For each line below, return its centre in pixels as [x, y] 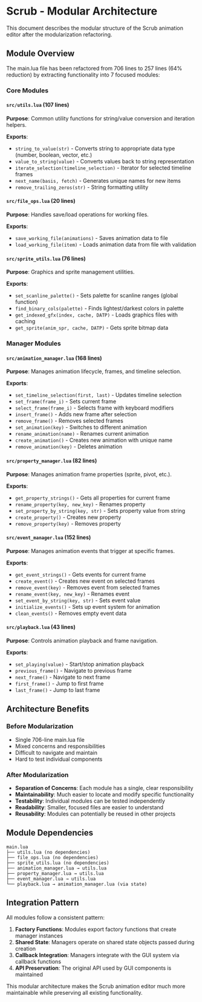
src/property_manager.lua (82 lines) [52, 461]
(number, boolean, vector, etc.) [54, 155]
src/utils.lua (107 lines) [38, 105]
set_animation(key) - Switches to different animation [81, 427]
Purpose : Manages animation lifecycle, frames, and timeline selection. [94, 371]
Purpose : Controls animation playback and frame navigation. [82, 641]
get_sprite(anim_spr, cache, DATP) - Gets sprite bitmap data [92, 328]
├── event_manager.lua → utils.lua [51, 879]
